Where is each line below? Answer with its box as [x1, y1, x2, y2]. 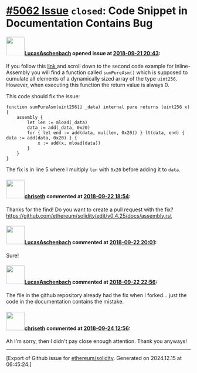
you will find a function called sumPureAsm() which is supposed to [31, 69, 188, 76]
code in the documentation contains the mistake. [6, 298, 124, 305]
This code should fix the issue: [6, 93, 80, 100]
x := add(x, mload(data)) [37, 140, 101, 146]
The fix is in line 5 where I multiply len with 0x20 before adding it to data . [6, 166, 181, 173]
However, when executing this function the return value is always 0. [6, 81, 170, 89]
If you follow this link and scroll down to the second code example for [6, 63, 174, 70]
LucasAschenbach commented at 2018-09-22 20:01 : [24, 239, 157, 246]
